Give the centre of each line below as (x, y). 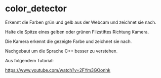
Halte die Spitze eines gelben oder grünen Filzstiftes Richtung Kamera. (77, 32)
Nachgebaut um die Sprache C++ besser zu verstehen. (61, 51)
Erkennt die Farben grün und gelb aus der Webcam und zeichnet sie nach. (81, 22)
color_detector (36, 9)
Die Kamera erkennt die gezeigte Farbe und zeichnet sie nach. (69, 41)
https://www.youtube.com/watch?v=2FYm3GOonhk (58, 70)
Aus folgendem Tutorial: (29, 60)
